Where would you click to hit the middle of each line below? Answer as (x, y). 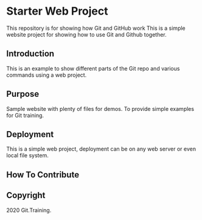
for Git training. (25, 115)
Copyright (26, 195)
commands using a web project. (47, 75)
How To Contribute (43, 175)
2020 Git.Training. (29, 210)
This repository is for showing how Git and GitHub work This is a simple (96, 28)
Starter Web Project (57, 11)
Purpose (23, 94)
